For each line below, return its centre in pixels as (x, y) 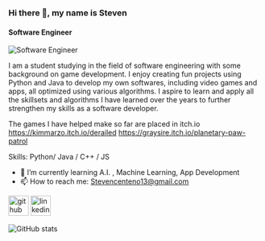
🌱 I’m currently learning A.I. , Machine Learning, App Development (130, 172)
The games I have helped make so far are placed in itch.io (104, 124)
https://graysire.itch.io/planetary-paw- (182, 133)
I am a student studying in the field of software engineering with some (125, 66)
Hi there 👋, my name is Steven (68, 13)
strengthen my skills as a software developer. (83, 109)
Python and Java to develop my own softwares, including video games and (133, 83)
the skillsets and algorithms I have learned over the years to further (120, 100)
